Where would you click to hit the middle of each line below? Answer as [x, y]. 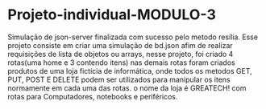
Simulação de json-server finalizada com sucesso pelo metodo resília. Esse [133, 37]
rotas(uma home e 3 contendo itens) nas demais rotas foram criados [121, 63]
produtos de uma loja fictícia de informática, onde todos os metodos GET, [130, 71]
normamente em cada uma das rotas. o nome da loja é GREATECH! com [127, 88]
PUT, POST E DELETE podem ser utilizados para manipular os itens [119, 79]
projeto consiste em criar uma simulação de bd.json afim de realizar [120, 45]
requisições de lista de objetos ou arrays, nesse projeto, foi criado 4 [121, 54]
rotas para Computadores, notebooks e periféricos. [93, 96]
